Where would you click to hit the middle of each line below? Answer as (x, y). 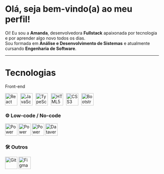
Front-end (15, 86)
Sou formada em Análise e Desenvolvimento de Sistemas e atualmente (78, 43)
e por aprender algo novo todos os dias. (45, 38)
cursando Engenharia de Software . (41, 48)
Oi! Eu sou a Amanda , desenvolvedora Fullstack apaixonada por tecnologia (81, 33)
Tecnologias (31, 73)
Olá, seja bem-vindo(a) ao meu (69, 9)
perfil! (18, 19)
